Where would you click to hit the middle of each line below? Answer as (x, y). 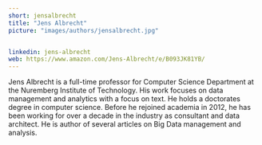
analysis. (23, 133)
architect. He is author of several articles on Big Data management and (125, 124)
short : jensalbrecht (43, 16)
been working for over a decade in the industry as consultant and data (124, 116)
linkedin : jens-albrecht (50, 52)
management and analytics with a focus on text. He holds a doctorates (125, 99)
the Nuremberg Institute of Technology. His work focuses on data (116, 90)
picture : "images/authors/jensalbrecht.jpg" (83, 30)
